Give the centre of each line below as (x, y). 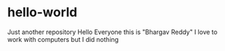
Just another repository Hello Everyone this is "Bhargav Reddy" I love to (112, 32)
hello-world (43, 12)
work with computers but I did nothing (63, 39)
